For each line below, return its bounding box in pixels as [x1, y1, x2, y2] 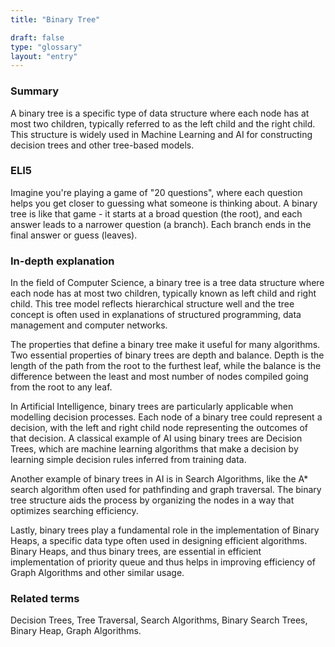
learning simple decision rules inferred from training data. [10, 454, 247, 466]
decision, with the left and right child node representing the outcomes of [10, 422, 308, 434]
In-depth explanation [10, 254, 115, 268]
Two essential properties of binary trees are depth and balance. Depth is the [10, 349, 325, 361]
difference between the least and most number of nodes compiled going [10, 371, 309, 383]
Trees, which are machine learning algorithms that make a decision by [10, 443, 299, 455]
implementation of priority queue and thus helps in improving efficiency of [10, 556, 316, 568]
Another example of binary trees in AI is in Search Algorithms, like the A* [10, 473, 309, 485]
